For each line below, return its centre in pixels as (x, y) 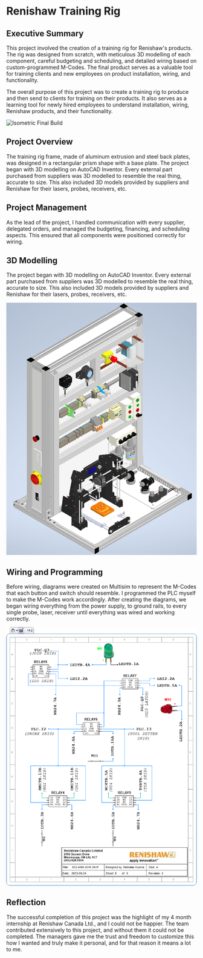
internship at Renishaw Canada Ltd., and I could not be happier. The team (98, 924)
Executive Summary (45, 34)
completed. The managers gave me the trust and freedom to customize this (100, 936)
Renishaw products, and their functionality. (60, 111)
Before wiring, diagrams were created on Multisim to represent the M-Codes (101, 587)
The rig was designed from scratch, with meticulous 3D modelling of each (98, 54)
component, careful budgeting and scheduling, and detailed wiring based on (101, 61)
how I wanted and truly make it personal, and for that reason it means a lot (99, 943)
